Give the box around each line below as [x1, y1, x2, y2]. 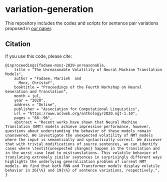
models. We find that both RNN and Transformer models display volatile [5, 163, 160, 168]
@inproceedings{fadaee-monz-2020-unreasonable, [5, 62, 106, 68]
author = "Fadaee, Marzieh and [14, 76, 81, 81]
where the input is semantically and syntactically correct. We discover [5, 137, 162, 142]
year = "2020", [14, 97, 46, 103]
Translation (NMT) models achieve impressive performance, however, [5, 124, 151, 129]
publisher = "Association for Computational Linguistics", [14, 106, 140, 111]
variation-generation [5, 3, 93, 15]
